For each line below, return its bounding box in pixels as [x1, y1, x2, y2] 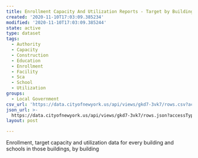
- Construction [11, 52, 49, 58]
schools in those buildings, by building [6, 145, 99, 153]
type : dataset [6, 31, 41, 36]
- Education [11, 58, 41, 63]
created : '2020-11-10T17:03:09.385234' [6, 14, 104, 20]
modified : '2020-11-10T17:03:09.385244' [6, 19, 107, 25]
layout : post [6, 118, 38, 124]
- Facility [11, 69, 38, 75]
